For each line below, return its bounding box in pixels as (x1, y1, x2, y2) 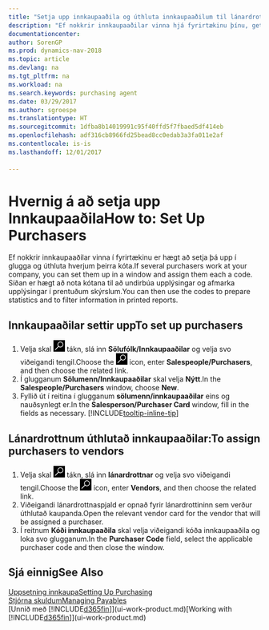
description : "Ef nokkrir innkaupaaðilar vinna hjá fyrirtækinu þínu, (8, 21, 249, 30)
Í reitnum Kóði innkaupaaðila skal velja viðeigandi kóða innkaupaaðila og (19, 526, 260, 535)
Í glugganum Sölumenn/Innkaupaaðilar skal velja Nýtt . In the (19, 374, 222, 384)
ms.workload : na (8, 80, 62, 88)
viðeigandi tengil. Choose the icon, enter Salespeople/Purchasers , (19, 357, 253, 367)
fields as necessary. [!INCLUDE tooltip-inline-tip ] (19, 409, 179, 418)
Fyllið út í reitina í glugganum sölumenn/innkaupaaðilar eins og (19, 391, 231, 401)
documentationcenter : (8, 30, 81, 38)
